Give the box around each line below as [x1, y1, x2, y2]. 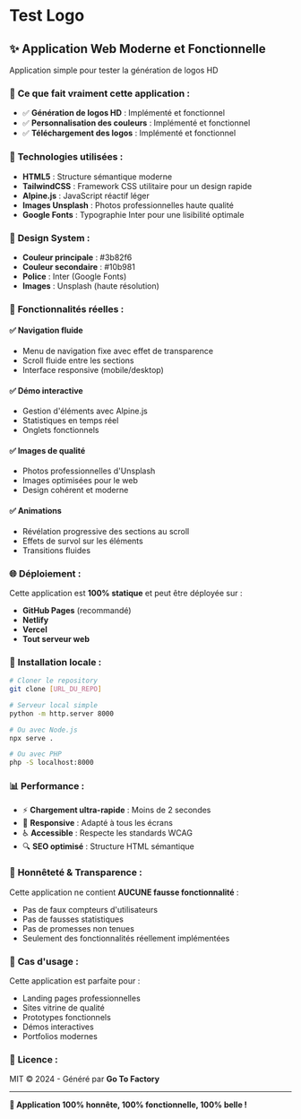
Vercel [21, 624, 47, 635]
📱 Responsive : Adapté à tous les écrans [21, 817, 173, 828]
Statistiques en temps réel [21, 415, 119, 426]
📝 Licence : [9, 1054, 58, 1066]
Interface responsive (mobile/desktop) [21, 365, 164, 376]
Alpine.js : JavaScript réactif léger [21, 190, 150, 201]
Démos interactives [21, 1021, 94, 1032]
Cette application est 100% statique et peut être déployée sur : [9, 587, 243, 598]
